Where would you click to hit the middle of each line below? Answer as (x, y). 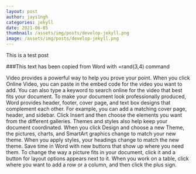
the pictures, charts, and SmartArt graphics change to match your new (91, 134)
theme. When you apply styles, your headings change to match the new (93, 140)
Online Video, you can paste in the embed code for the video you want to (94, 84)
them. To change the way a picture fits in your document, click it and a (91, 152)
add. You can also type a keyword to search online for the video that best (94, 90)
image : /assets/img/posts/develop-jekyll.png (62, 39)
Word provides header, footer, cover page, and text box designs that (88, 102)
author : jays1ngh (27, 17)
